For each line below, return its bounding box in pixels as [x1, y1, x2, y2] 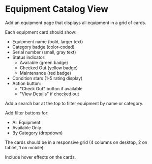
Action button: [12, 80, 41, 86]
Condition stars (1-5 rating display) [12, 75, 83, 81]
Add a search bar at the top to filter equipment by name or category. [5, 100, 144, 106]
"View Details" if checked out [19, 91, 80, 97]
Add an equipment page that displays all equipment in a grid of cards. [5, 20, 147, 26]
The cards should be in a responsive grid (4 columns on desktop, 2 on [5, 139, 148, 145]
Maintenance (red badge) [19, 70, 71, 76]
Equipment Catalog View [5, 3, 109, 15]
